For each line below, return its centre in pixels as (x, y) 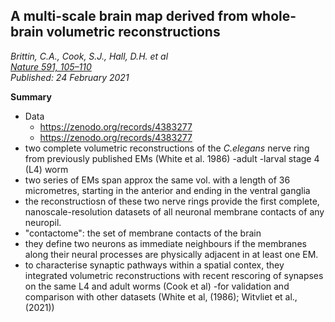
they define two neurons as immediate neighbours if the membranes (165, 243)
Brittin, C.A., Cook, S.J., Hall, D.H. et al (89, 56)
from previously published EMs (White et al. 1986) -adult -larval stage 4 (172, 158)
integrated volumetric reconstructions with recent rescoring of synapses (174, 275)
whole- (274, 16)
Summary (31, 96)
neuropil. (43, 222)
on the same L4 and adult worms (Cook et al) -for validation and (157, 286)
